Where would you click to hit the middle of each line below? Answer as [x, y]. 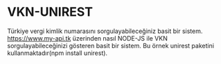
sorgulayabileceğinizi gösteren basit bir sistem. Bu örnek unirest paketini [111, 45]
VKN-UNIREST [50, 12]
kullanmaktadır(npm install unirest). [58, 53]
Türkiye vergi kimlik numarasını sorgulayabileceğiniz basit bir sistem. [105, 31]
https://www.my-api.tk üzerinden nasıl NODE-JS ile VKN [87, 38]
